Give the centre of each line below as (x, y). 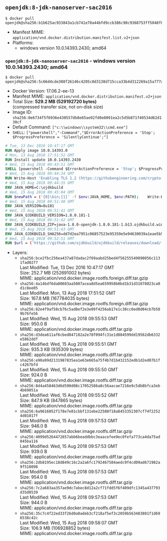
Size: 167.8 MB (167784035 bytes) (54, 298)
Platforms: (23, 42)
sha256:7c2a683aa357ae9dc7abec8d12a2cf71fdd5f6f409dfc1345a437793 (90, 488)
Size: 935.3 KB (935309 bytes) (51, 349)
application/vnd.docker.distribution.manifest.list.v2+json (76, 38)
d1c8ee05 (29, 288)
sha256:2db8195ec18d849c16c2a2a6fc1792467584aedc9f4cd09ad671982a (90, 463)
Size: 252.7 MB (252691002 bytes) (55, 273)
